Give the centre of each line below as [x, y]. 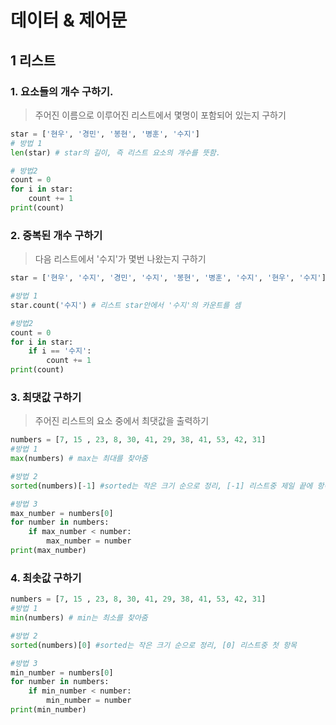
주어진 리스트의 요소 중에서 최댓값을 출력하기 [122, 421]
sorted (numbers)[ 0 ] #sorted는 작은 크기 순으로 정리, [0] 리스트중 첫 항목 [154, 645]
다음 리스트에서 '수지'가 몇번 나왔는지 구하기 [120, 259]
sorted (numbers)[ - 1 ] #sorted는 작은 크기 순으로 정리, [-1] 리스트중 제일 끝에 [161, 486]
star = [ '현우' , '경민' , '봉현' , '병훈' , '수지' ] [105, 134]
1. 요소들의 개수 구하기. [62, 91]
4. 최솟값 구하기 [46, 578]
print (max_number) [48, 551]
